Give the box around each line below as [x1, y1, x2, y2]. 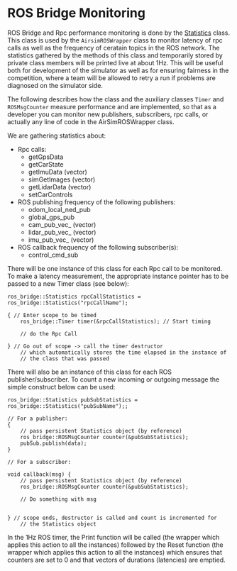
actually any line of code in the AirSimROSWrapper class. [7, 117, 175, 126]
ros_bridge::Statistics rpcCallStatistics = [7, 293, 141, 300]
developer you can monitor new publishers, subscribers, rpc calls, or [7, 110, 209, 118]
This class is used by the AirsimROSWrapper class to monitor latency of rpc [7, 35, 223, 44]
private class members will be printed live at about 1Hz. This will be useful [7, 58, 224, 67]
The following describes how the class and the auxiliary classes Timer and [7, 94, 224, 104]
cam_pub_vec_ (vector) [28, 220, 97, 228]
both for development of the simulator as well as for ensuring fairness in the [7, 66, 229, 74]
